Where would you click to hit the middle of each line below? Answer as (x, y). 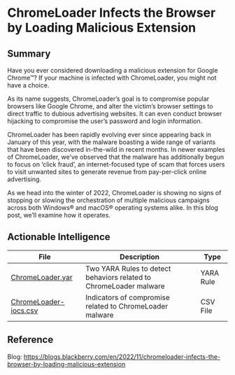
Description (140, 257)
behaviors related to (119, 277)
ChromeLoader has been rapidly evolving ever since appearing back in (109, 135)
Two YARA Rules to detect (128, 269)
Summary (29, 54)
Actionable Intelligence (59, 237)
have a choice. (28, 85)
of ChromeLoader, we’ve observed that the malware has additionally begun (116, 157)
